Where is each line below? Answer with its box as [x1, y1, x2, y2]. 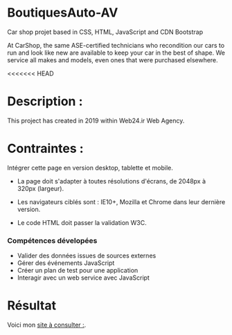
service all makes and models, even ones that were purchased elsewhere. [7, 55, 218, 64]
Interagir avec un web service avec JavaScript [17, 273, 150, 282]
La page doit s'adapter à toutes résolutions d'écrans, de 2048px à [17, 176, 206, 185]
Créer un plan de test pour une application [17, 266, 139, 275]
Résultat [7, 298, 57, 314]
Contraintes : [7, 141, 84, 156]
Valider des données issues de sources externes [17, 251, 157, 260]
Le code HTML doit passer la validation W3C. [17, 218, 147, 226]
